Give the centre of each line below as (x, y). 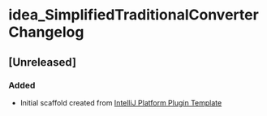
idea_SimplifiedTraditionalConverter (134, 15)
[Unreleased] (43, 62)
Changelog (46, 32)
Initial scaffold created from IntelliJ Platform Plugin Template (121, 102)
